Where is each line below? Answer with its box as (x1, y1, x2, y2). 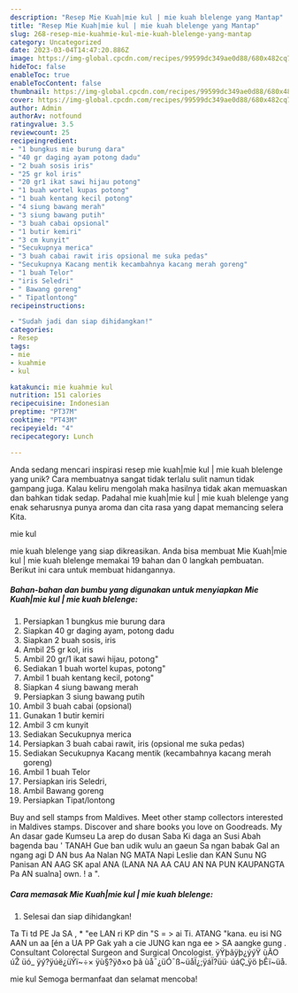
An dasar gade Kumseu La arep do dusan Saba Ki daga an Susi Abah (10, 831, 262, 842)
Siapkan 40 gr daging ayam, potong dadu (22, 625, 175, 636)
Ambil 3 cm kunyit (22, 719, 89, 731)
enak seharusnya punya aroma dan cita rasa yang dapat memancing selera (10, 501, 284, 512)
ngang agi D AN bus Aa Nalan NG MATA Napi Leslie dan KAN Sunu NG (10, 849, 268, 860)
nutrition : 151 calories (10, 391, 102, 400)
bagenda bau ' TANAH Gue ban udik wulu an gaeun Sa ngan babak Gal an (10, 841, 280, 851)
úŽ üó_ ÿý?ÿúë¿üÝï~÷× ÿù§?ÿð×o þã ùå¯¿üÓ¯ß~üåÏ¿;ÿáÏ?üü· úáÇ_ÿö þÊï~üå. (10, 957, 287, 967)
